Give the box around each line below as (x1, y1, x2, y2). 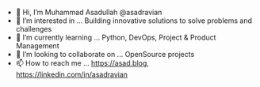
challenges (15, 25, 52, 33)
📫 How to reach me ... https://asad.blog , (15, 59, 149, 67)
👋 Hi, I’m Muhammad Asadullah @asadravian (15, 8, 162, 17)
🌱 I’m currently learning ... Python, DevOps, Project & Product (15, 32, 216, 42)
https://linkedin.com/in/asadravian (15, 70, 128, 79)
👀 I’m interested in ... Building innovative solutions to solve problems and (15, 16, 252, 25)
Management (15, 41, 59, 51)
